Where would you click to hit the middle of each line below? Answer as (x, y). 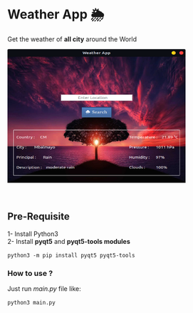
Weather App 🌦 (56, 15)
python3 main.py (31, 303)
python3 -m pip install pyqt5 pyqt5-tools (71, 255)
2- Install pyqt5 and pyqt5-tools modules (69, 241)
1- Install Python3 (33, 234)
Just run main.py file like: (45, 289)
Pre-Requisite (38, 216)
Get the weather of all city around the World (72, 39)
